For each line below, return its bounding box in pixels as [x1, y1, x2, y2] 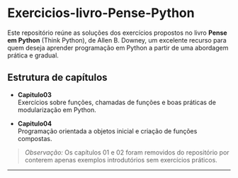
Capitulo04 [17, 119, 52, 128]
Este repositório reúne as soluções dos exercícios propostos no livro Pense [7, 28, 228, 37]
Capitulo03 [17, 90, 52, 99]
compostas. [17, 134, 52, 143]
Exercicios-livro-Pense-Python [7, 5, 195, 21]
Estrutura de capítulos [7, 72, 108, 84]
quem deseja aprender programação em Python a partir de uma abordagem [7, 43, 229, 52]
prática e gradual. [7, 51, 59, 60]
